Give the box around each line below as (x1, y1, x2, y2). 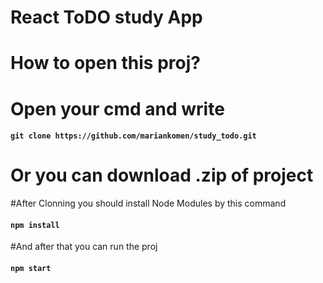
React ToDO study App (10, 6, 203, 29)
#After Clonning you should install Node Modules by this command (10, 197, 287, 210)
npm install (10, 220, 60, 230)
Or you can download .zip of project (10, 164, 314, 187)
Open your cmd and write (10, 97, 225, 120)
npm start (10, 263, 52, 273)
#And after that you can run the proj (10, 241, 158, 253)
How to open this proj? (10, 52, 201, 75)
